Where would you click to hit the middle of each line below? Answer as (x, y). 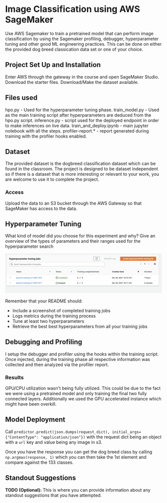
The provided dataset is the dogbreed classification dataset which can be (81, 164)
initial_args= (126, 432)
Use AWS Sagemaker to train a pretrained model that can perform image (80, 33)
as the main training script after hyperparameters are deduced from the (78, 115)
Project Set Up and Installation (53, 65)
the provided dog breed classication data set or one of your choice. (74, 49)
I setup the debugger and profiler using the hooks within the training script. (82, 354)
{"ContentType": (22, 437)
